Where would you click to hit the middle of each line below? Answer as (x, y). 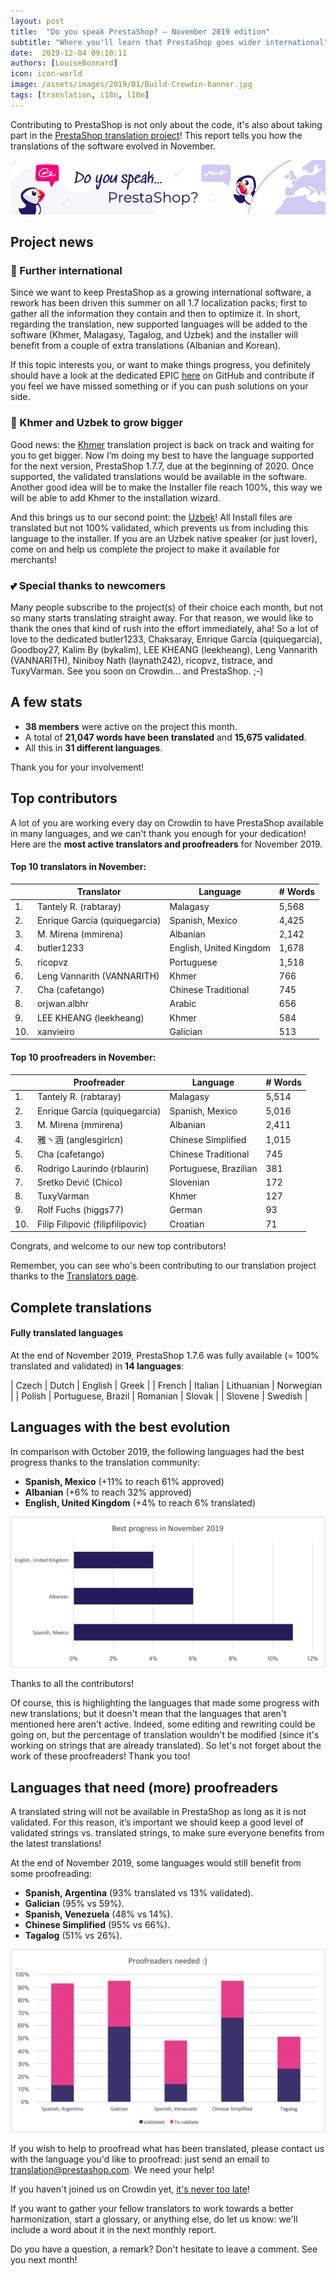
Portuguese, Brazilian (213, 1168)
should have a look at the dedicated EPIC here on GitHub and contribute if (162, 376)
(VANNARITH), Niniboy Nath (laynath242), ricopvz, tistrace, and (141, 661)
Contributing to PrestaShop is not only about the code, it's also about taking (166, 124)
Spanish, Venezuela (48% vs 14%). (98, 1914)
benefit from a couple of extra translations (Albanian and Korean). (146, 346)
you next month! (44, 2260)
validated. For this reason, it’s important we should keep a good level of (157, 1822)
